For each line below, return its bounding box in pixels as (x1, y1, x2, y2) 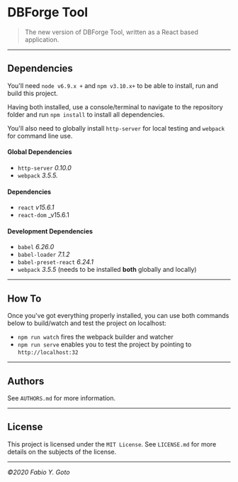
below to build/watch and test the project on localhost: (7, 319, 166, 327)
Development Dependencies (7, 226, 93, 235)
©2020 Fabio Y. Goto (7, 468, 70, 476)
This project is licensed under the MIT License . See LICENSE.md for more (7, 439, 217, 448)
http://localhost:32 (17, 349, 79, 356)
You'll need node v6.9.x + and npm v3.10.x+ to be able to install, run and (7, 81, 218, 89)
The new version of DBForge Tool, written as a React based (24, 28, 198, 36)
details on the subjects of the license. (7, 447, 117, 456)
